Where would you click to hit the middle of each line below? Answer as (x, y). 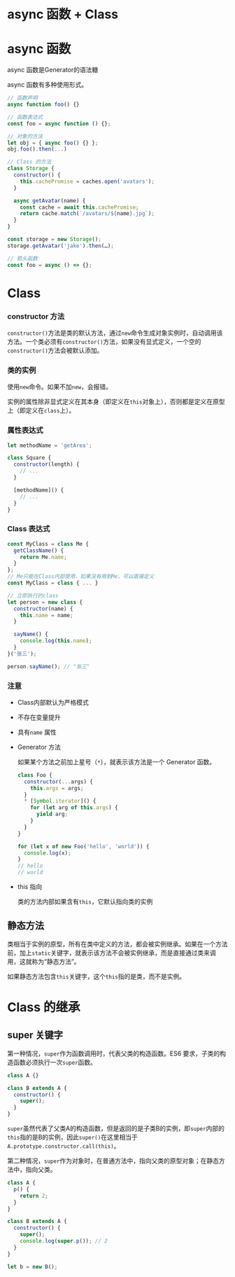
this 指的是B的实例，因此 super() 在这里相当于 (72, 1137)
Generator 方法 (39, 747)
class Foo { (35, 775)
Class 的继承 (44, 1008)
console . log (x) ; (48, 853)
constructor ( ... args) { (58, 782)
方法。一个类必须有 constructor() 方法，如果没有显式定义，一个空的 (104, 341)
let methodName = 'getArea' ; (50, 446)
